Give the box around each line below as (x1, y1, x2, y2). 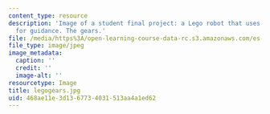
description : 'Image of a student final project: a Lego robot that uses (8, 19, 261, 27)
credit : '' (15, 64, 52, 72)
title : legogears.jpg (8, 86, 81, 95)
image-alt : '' (15, 71, 63, 79)
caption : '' (15, 57, 56, 65)
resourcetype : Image (8, 79, 78, 87)
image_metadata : (8, 49, 63, 57)
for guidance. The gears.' (15, 26, 106, 35)
